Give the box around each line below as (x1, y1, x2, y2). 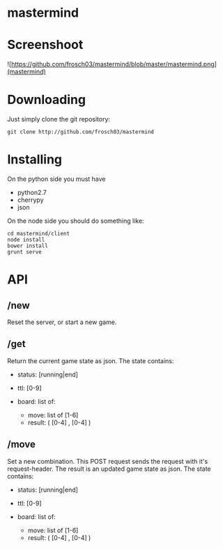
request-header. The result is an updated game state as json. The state (7, 464, 211, 473)
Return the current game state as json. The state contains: (7, 356, 174, 365)
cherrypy (17, 196, 44, 204)
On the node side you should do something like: (7, 217, 144, 225)
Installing (7, 152, 63, 168)
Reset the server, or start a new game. (7, 318, 117, 326)
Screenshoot (7, 37, 84, 53)
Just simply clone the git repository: (7, 115, 110, 124)
